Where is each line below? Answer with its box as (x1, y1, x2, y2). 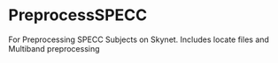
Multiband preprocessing (8, 43, 100, 53)
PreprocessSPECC (8, 5, 148, 25)
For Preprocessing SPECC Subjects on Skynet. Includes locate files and (8, 34, 269, 45)
